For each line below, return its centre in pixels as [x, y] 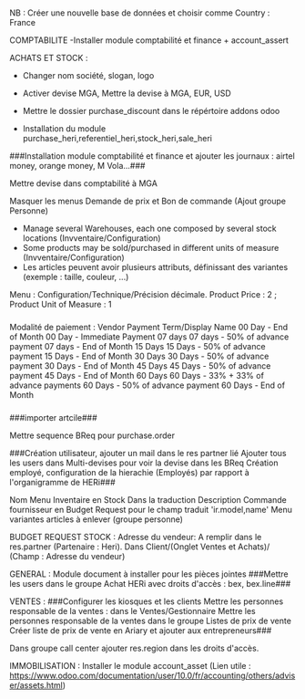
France [23, 22]
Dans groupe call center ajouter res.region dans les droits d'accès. [134, 648]
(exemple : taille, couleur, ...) [76, 276]
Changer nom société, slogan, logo [88, 75]
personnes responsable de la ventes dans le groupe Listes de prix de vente [150, 621]
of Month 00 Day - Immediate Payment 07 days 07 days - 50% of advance [149, 337]
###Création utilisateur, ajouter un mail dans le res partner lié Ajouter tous [148, 453]
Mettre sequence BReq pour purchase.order [92, 435]
